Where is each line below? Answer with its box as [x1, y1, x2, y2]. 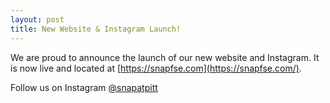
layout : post [10, 14, 65, 25]
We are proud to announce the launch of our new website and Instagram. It [10, 51, 320, 63]
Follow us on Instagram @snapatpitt [10, 81, 158, 93]
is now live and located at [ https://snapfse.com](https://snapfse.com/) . [10, 62, 302, 74]
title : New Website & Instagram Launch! [10, 24, 182, 34]
